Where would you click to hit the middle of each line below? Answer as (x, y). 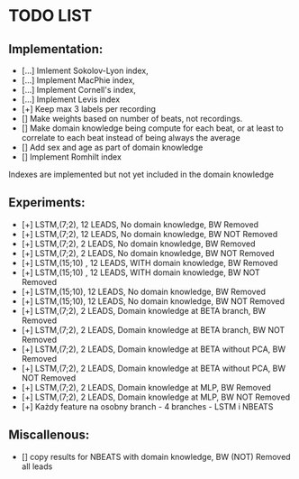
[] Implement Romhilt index (72, 157)
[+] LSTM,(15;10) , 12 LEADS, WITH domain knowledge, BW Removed (149, 263)
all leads (37, 466)
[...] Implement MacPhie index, (78, 80)
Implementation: (56, 49)
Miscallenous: (49, 435)
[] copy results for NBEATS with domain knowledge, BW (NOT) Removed (156, 456)
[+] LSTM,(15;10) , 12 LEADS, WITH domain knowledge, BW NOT (140, 272)
